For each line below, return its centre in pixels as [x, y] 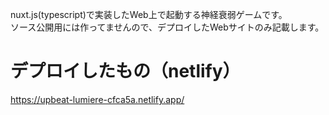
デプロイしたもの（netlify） [125, 71]
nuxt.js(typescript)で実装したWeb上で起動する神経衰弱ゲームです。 [149, 14]
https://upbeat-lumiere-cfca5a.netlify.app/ [97, 99]
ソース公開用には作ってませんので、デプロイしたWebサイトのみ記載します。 [167, 27]
